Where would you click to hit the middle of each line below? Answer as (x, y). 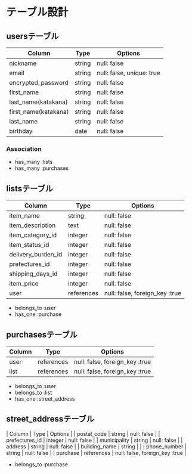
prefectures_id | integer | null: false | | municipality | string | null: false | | (95, 440)
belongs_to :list (33, 392)
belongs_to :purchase (41, 464)
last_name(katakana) (38, 102)
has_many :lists (34, 162)
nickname (23, 63)
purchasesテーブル (42, 334)
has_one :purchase (38, 314)
